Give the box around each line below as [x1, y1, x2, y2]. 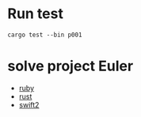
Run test [7, 5, 64, 23]
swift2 [18, 100, 40, 109]
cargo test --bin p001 [7, 31, 82, 39]
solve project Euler [7, 57, 134, 75]
